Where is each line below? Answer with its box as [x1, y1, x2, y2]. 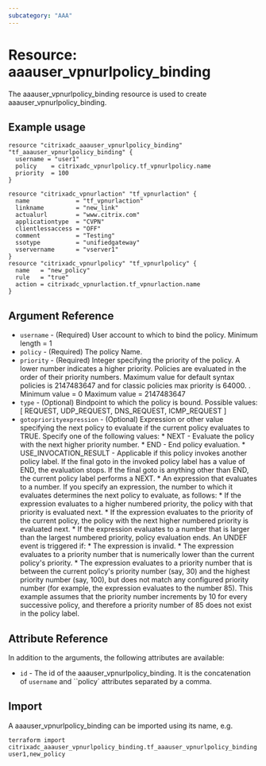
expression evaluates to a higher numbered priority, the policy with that [19, 499, 253, 509]
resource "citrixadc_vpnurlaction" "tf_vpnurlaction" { [8, 190, 197, 199]
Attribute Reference [8, 632, 109, 645]
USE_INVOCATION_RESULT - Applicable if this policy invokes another [19, 448, 248, 458]
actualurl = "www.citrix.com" [15, 211, 141, 219]
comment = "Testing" [15, 232, 115, 240]
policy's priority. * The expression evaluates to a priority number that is [19, 558, 253, 568]
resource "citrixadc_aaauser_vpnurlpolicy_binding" [8, 141, 183, 149]
